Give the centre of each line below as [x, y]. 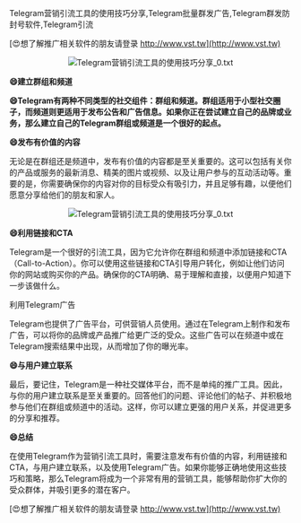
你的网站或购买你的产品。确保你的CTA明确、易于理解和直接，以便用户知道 [146, 275]
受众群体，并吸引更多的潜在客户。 [72, 490]
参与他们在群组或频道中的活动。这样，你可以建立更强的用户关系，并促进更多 [150, 407]
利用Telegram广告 [43, 305]
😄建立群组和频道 [41, 82]
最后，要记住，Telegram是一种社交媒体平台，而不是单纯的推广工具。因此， [148, 384]
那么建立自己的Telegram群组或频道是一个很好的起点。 [125, 123]
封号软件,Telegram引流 [52, 24]
